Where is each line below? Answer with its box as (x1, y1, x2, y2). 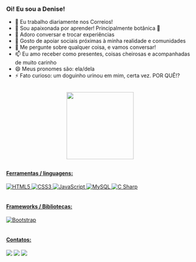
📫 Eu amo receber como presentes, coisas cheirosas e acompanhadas (14, 50, 191, 58)
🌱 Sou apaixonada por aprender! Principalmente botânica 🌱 (14, 24, 161, 32)
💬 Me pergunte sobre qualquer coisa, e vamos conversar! (14, 44, 156, 51)
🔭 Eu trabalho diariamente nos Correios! (14, 19, 113, 26)
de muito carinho (14, 59, 57, 66)
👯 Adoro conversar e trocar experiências (14, 31, 115, 38)
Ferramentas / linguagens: (6, 169, 73, 177)
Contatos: (6, 236, 32, 243)
